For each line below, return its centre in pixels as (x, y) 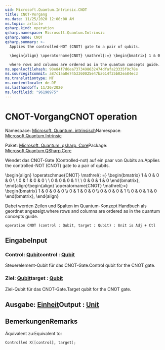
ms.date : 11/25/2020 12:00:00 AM (40, 19)
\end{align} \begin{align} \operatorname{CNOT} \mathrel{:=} (66, 185)
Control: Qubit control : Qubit (40, 254)
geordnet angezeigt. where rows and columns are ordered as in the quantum (82, 211)
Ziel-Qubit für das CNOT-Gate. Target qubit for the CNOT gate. (68, 289)
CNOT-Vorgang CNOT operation (71, 117)
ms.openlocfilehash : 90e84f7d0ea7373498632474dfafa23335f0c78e (72, 69)
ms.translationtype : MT (30, 78)
